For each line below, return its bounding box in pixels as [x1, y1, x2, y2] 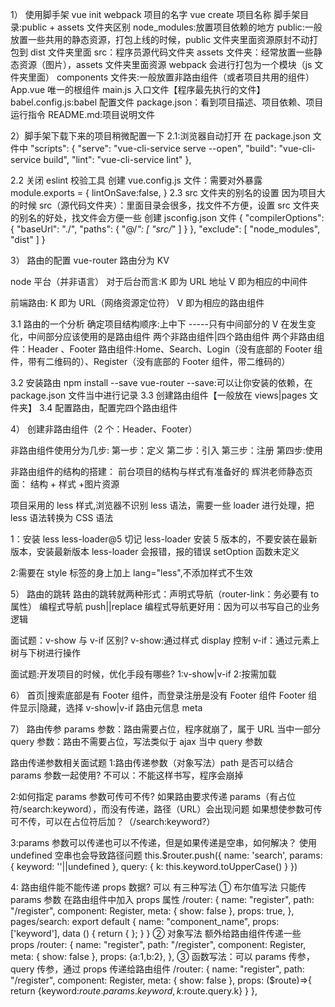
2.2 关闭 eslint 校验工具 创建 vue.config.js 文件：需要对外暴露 [10, 174, 263, 186]
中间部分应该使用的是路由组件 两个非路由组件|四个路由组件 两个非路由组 [27, 331, 325, 342]
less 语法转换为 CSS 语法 [10, 512, 114, 523]
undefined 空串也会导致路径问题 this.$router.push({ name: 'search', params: [10, 849, 323, 861]
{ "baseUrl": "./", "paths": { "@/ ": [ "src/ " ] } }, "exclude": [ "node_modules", [10, 223, 321, 235]
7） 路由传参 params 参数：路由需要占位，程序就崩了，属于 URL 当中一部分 [10, 723, 322, 735]
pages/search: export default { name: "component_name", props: [10, 916, 280, 927]
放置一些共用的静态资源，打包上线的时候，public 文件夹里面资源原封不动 [10, 34, 310, 45]
